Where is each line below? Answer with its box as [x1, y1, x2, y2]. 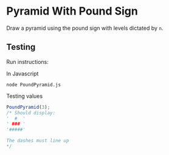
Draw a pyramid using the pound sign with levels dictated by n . [6, 24, 164, 32]
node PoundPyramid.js [6, 81, 61, 88]
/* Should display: [6, 109, 56, 116]
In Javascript [6, 70, 39, 77]
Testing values [6, 92, 43, 100]
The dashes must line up [6, 138, 69, 144]
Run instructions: [6, 58, 49, 65]
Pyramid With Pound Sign [6, 4, 138, 18]
